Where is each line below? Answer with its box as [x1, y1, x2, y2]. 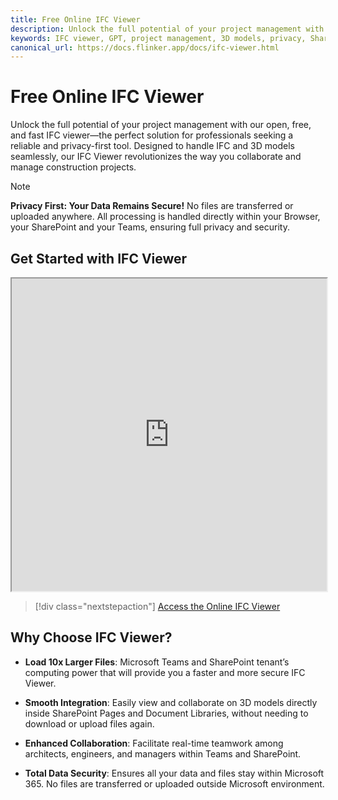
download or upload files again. [24, 717, 155, 730]
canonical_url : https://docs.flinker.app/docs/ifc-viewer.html [10, 42, 280, 53]
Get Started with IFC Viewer [10, 250, 188, 267]
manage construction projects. [10, 161, 137, 173]
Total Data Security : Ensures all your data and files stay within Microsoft [24, 767, 325, 779]
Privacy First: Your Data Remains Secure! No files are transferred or [10, 200, 294, 212]
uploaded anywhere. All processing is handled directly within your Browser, [10, 211, 321, 223]
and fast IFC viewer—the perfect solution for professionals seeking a [10, 129, 294, 141]
